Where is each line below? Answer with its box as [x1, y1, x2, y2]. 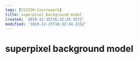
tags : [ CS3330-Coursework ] [5, 7, 62, 13]
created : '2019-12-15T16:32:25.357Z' [5, 17, 85, 22]
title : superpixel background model [5, 12, 82, 17]
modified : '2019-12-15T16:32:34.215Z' [5, 21, 87, 27]
